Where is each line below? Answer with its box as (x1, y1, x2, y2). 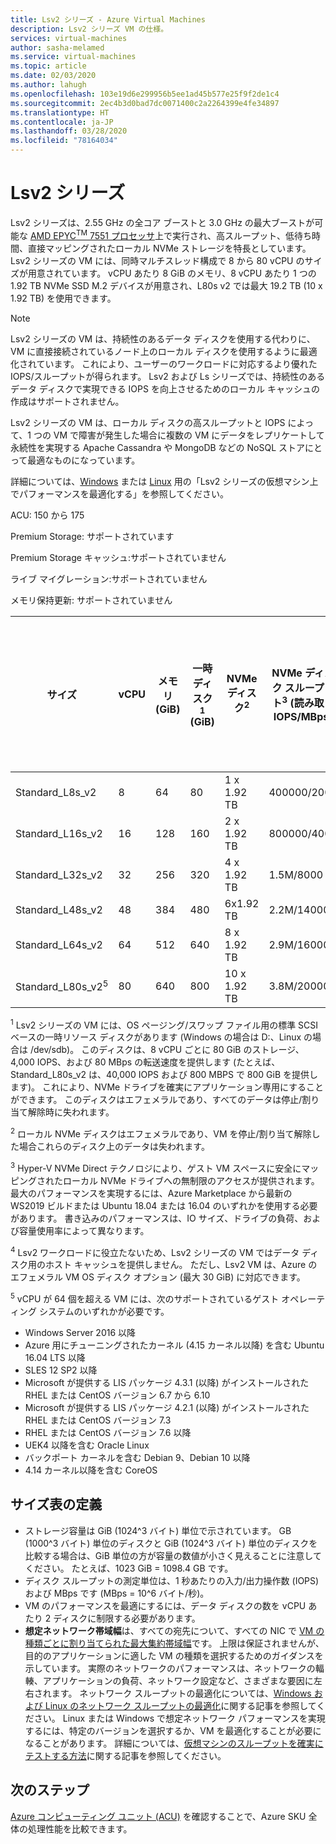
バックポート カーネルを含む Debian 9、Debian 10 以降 (24, 1451, 251, 1463)
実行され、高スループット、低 (171, 229, 295, 241)
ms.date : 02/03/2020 (10, 71, 97, 81)
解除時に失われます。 (27, 1106, 115, 1118)
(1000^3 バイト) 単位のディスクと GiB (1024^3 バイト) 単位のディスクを (24, 1537, 318, 1549)
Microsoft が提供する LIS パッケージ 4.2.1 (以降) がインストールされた (24, 1401, 310, 1413)
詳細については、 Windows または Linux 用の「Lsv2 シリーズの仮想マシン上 (10, 475, 319, 487)
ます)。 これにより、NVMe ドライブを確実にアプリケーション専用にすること (10, 1081, 325, 1093)
